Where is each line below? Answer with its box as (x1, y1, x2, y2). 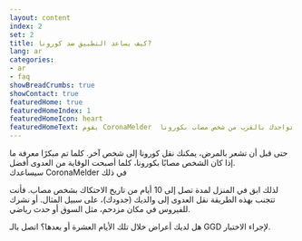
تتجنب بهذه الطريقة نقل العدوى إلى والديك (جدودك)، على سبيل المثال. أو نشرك (9, 194, 276, 205)
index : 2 (9, 22, 43, 31)
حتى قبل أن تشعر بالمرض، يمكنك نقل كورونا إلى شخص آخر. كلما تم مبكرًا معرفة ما (9, 148, 288, 159)
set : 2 (9, 30, 34, 39)
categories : (9, 55, 54, 64)
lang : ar (9, 47, 43, 56)
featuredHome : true (9, 97, 83, 107)
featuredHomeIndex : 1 (9, 106, 92, 115)
